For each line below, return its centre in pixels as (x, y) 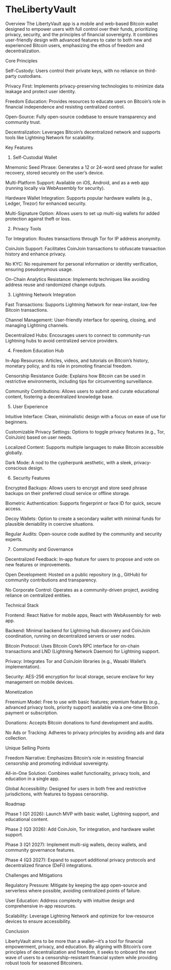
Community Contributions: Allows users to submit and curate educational (82, 391)
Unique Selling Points (28, 748)
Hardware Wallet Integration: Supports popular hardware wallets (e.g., (79, 198)
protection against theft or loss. (38, 219)
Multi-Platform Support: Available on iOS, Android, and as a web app (77, 182)
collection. (16, 738)
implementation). (23, 666)
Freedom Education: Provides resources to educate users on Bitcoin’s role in (86, 101)
